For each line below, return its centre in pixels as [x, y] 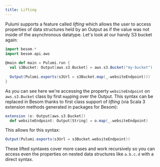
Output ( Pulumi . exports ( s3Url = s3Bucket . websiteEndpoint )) [68, 139]
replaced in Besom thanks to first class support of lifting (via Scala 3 [75, 101]
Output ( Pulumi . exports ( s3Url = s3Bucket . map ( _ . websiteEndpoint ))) [80, 77]
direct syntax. [19, 160]
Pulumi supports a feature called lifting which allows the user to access [78, 24]
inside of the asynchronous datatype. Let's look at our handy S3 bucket [79, 34]
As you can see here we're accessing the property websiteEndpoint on [78, 91]
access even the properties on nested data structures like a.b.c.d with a [80, 154]
